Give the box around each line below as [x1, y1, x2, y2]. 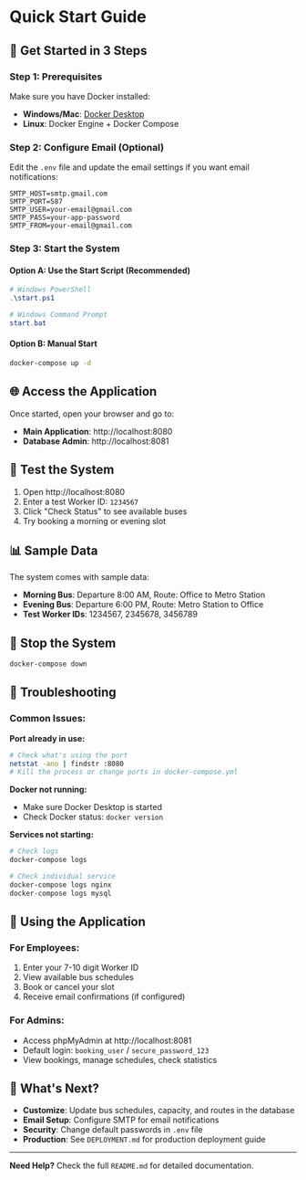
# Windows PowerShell [9, 285, 92, 294]
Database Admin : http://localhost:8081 [22, 436, 169, 447]
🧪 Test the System [9, 462, 115, 478]
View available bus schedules [22, 972, 134, 983]
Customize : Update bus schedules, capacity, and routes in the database [22, 1105, 295, 1116]
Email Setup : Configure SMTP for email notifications [22, 1114, 219, 1125]
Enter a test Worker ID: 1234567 [22, 496, 139, 507]
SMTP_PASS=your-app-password [9, 213, 120, 223]
